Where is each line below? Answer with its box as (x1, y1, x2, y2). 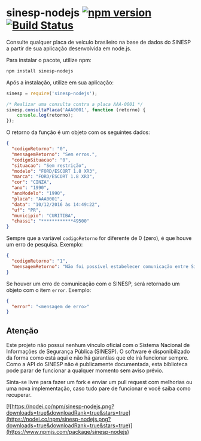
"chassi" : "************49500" (11, 218, 90, 224)
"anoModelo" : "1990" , (11, 190, 66, 197)
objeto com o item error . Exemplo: (6, 286, 92, 293)
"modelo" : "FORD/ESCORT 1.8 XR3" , (11, 168, 98, 174)
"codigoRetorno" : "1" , (11, 258, 68, 264)
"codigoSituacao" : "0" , (11, 157, 71, 163)
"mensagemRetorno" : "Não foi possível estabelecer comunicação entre (11, 263, 188, 269)
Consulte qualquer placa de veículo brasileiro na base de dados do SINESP (6, 38, 191, 45)
